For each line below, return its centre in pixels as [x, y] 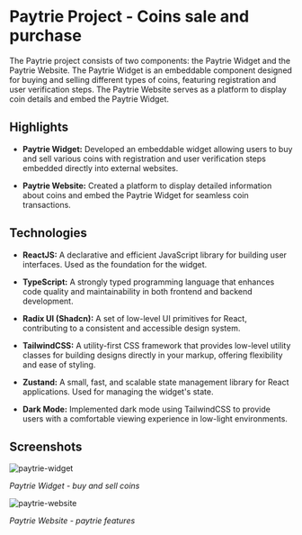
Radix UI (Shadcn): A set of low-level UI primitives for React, [134, 318]
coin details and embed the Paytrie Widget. [89, 99]
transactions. [47, 204]
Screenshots [46, 446]
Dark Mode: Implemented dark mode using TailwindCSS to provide [147, 409]
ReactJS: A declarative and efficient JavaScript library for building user [155, 255]
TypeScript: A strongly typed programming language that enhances [148, 282]
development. [48, 301]
